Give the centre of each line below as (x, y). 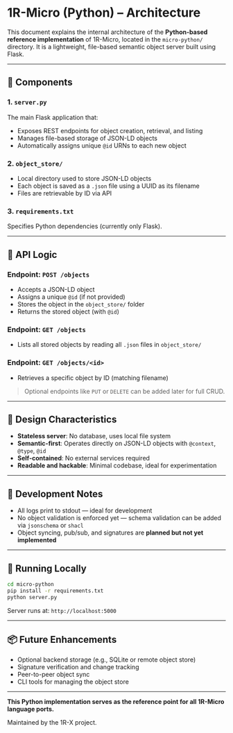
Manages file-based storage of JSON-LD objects (87, 138)
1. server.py (27, 102)
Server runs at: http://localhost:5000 (62, 610)
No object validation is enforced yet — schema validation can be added (119, 518)
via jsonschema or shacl (50, 526)
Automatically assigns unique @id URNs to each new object (102, 145)
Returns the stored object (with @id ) (68, 311)
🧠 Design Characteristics (62, 419)
